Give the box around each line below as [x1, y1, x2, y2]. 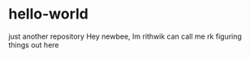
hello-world [8, 5, 89, 23]
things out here [8, 39, 59, 49]
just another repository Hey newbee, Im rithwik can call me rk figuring [8, 31, 242, 41]
